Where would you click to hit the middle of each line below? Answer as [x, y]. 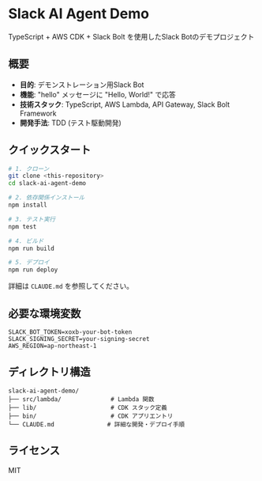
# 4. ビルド [26, 241]
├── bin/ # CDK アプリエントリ [91, 416]
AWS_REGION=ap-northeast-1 [52, 346]
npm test [22, 226]
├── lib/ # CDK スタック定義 [88, 407]
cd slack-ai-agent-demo [47, 184]
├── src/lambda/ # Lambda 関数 [81, 399]
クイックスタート [50, 150]
